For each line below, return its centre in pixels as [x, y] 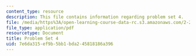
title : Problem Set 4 [32, 38]
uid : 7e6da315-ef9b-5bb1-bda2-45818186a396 [60, 44]
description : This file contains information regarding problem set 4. [95, 17]
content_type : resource [35, 11]
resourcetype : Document [35, 33]
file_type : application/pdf [40, 28]
